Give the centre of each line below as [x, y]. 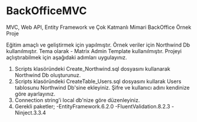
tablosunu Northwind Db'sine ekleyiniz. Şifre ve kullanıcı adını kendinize [102, 87]
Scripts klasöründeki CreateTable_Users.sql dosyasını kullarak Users [98, 81]
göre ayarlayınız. [35, 94]
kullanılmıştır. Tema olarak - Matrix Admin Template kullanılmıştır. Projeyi [94, 51]
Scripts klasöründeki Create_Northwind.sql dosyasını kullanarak [92, 68]
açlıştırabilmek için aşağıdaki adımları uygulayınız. [67, 57]
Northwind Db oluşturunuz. [48, 75]
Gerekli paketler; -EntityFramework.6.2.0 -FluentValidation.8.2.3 [92, 106]
